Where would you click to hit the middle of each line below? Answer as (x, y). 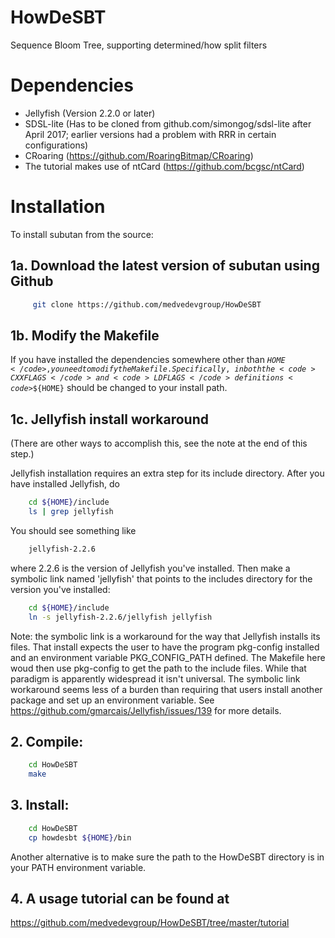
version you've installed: (60, 589)
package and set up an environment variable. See (112, 700)
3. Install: (40, 805)
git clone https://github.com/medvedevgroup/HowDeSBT (147, 304)
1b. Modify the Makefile (85, 335)
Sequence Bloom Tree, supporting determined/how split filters (139, 45)
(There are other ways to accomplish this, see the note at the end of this (159, 443)
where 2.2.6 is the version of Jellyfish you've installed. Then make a (150, 568)
